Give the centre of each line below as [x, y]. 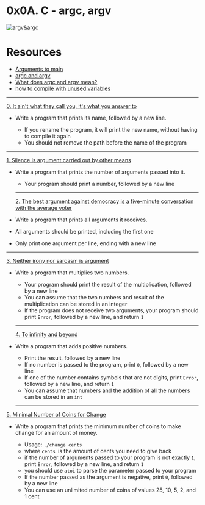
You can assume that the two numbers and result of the [94, 297]
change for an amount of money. [56, 432]
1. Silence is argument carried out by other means [69, 160]
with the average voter [43, 207]
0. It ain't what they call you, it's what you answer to [72, 106]
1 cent [32, 496]
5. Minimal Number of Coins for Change [56, 414]
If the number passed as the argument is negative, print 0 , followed [108, 477]
